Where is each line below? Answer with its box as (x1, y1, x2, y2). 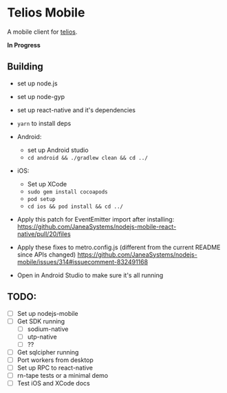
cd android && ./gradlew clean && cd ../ (27, 154, 148, 161)
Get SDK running (17, 317, 65, 325)
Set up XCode (27, 180, 67, 188)
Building (7, 61, 43, 73)
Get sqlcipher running (17, 348, 79, 356)
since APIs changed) (17, 250, 76, 259)
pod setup (27, 195, 56, 202)
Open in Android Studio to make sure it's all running (17, 270, 164, 279)
